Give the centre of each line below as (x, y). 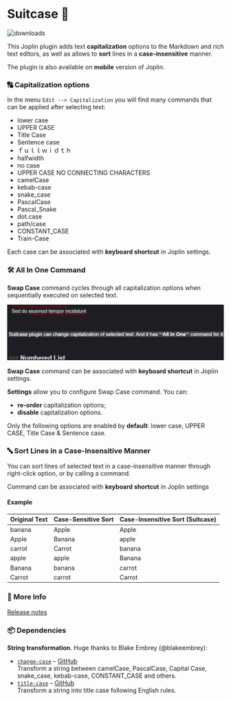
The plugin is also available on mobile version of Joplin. (86, 67)
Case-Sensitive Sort (84, 520)
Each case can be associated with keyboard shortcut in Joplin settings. (109, 252)
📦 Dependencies (37, 630)
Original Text (29, 520)
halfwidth (31, 158)
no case (28, 166)
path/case (31, 224)
